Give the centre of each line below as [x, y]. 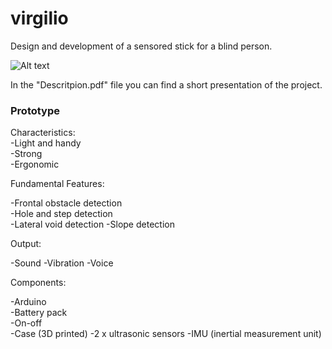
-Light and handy [46, 143]
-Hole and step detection [61, 214]
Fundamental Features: [57, 184]
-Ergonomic [35, 164]
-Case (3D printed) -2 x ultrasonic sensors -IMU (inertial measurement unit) [166, 334]
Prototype [35, 110]
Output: [26, 244]
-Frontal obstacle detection [66, 203]
